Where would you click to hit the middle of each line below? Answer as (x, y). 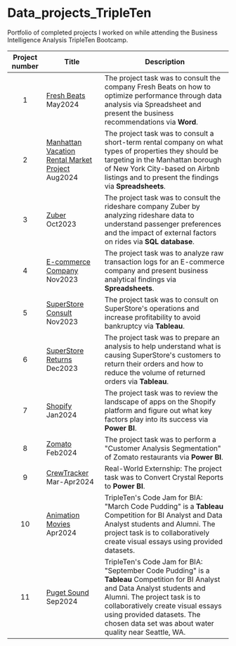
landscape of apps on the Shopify (160, 401)
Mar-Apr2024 (70, 481)
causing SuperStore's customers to (163, 355)
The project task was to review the (161, 393)
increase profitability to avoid (152, 317)
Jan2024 (61, 414)
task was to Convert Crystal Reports (164, 477)
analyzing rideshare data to (149, 215)
